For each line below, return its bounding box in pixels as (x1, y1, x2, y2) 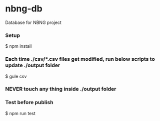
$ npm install (5, 43, 32, 49)
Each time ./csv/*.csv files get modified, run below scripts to (5, 56, 155, 63)
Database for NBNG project (5, 19, 61, 25)
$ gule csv (5, 73, 27, 79)
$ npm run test (5, 110, 36, 116)
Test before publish (5, 99, 53, 106)
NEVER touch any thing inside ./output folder (5, 86, 116, 93)
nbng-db (5, 3, 42, 14)
